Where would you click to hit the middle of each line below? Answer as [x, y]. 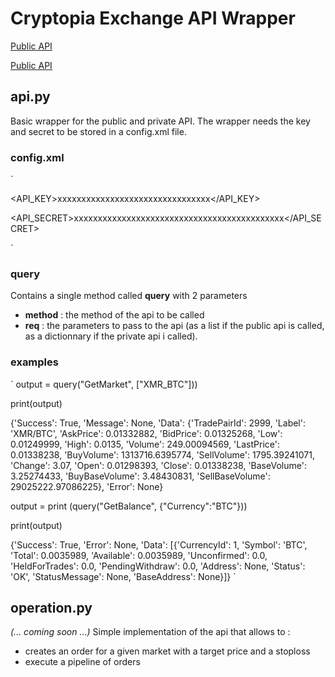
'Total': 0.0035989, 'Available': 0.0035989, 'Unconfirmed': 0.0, [139, 555]
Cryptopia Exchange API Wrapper [153, 18]
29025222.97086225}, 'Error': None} [87, 486]
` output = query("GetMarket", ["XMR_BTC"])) [104, 384]
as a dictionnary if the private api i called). [111, 336]
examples [34, 362]
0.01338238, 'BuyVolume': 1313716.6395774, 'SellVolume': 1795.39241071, [162, 454]
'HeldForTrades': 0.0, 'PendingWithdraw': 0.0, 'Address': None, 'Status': [158, 566]
